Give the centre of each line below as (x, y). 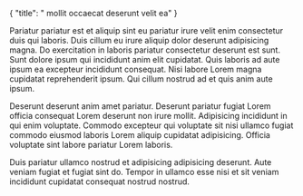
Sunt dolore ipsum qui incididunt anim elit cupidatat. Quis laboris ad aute (145, 59)
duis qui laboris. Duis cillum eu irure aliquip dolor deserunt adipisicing (139, 40)
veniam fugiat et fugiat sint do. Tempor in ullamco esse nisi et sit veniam (144, 172)
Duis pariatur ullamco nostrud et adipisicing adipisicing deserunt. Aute (141, 162)
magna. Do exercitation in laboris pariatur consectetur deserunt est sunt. (145, 50)
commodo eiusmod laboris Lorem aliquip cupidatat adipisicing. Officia (140, 135)
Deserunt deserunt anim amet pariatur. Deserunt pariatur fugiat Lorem (140, 106)
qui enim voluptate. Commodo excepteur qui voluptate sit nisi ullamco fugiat (151, 125)
